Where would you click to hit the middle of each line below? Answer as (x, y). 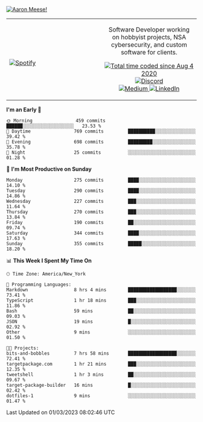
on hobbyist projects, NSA (149, 37)
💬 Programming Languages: (39, 285)
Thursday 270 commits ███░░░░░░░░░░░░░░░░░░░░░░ (101, 212)
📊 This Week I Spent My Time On (49, 261)
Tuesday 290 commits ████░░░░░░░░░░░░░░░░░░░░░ (101, 191)
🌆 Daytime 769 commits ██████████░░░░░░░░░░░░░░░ (101, 131)
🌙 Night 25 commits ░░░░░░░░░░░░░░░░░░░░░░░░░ (101, 153)
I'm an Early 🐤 (24, 110)
